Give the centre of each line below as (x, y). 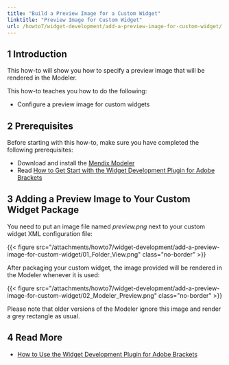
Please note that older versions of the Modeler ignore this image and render (114, 309)
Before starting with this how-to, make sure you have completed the (103, 142)
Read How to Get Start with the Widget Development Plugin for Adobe (116, 170)
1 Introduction (37, 54)
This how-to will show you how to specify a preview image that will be (106, 71)
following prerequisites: (40, 150)
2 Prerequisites (40, 126)
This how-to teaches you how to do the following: (77, 91)
